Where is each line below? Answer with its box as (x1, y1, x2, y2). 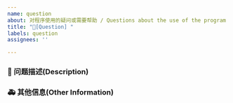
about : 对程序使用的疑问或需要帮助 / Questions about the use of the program (7, 17, 227, 24)
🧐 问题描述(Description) (7, 67, 89, 77)
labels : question (7, 29, 58, 37)
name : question (7, 10, 52, 18)
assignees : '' (7, 36, 49, 43)
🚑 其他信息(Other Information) (7, 87, 114, 97)
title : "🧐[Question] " (7, 23, 74, 30)
